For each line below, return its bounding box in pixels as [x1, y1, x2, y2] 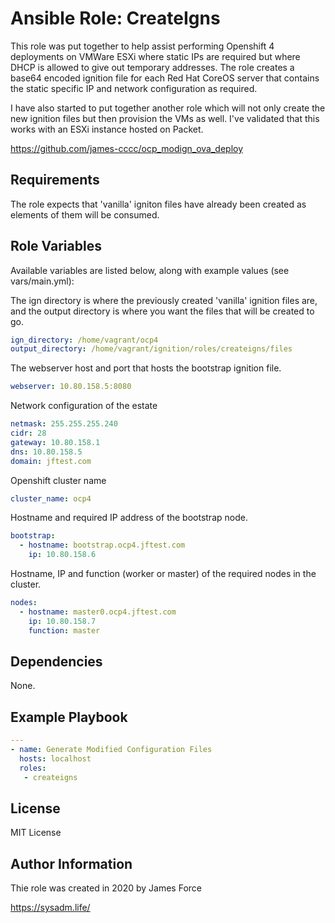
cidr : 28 [10, 428, 47, 439]
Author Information [10, 855, 133, 872]
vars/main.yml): [10, 275, 75, 287]
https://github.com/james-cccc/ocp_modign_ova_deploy [10, 142, 244, 154]
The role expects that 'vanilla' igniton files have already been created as [10, 198, 307, 210]
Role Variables [10, 238, 102, 255]
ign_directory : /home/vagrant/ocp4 [10, 335, 159, 345]
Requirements [10, 172, 100, 189]
